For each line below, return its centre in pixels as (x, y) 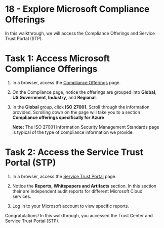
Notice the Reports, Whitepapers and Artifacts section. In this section (84, 186)
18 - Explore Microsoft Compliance (77, 9)
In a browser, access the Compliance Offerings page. (66, 82)
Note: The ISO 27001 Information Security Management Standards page (86, 127)
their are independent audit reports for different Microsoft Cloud (77, 191)
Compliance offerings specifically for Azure (58, 117)
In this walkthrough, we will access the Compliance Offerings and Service (80, 33)
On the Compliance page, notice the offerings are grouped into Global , (84, 92)
